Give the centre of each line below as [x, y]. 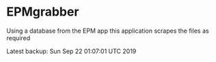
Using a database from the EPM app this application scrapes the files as [108, 31]
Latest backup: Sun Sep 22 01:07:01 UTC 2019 [71, 51]
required [18, 37]
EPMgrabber [43, 12]
